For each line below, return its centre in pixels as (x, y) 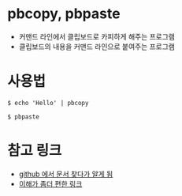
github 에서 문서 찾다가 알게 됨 (66, 174)
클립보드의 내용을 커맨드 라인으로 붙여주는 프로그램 (97, 46)
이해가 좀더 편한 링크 (50, 183)
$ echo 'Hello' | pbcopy (48, 103)
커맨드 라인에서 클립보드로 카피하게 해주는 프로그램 (97, 36)
